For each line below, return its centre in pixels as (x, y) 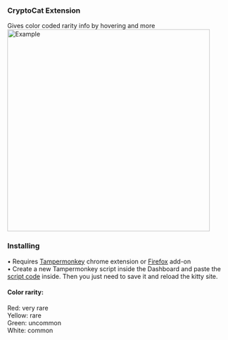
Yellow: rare (25, 315)
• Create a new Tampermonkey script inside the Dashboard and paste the (114, 268)
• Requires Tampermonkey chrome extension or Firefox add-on (99, 261)
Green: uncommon (34, 322)
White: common (30, 330)
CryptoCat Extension (44, 11)
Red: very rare (28, 308)
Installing (24, 246)
